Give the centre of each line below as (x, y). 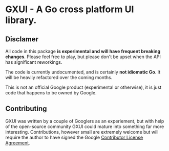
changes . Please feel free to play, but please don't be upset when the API (83, 57)
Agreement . (18, 143)
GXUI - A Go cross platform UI (70, 9)
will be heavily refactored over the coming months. (59, 77)
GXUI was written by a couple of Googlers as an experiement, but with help (85, 121)
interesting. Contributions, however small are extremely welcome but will (82, 132)
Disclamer (22, 39)
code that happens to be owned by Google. (51, 93)
